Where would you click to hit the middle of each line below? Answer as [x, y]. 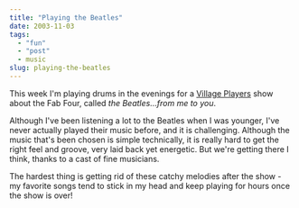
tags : [19, 34]
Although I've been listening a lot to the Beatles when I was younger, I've [145, 120]
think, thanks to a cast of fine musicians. [84, 158]
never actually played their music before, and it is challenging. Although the [150, 130]
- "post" [34, 51]
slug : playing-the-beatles [60, 68]
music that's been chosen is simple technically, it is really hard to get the [145, 140]
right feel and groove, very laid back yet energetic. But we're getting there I [149, 149]
